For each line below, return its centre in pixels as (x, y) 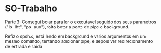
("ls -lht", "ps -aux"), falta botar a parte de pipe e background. (67, 26)
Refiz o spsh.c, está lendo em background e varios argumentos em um (76, 36)
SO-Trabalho (31, 8)
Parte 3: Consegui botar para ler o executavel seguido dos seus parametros (81, 22)
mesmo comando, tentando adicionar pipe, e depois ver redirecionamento (79, 41)
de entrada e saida (24, 46)
